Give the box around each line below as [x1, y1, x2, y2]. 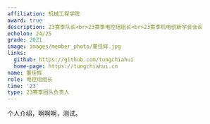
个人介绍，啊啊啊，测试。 [7, 109, 82, 118]
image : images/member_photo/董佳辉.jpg [7, 43, 121, 50]
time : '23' [7, 82, 39, 89]
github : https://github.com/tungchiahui [13, 56, 134, 63]
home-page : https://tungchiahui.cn [13, 63, 118, 70]
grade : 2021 [7, 37, 42, 44]
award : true [7, 17, 42, 24]
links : [7, 50, 27, 57]
